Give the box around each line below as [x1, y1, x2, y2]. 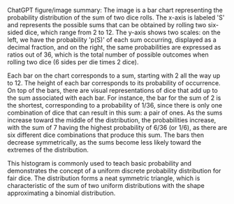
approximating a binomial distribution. [7, 189, 116, 197]
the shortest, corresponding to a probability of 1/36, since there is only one [7, 101, 222, 109]
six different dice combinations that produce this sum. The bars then [7, 131, 205, 139]
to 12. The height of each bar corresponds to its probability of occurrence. [7, 79, 221, 87]
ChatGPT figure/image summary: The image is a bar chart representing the [7, 6, 224, 14]
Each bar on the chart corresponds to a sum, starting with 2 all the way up [7, 71, 221, 80]
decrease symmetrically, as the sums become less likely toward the [7, 138, 202, 146]
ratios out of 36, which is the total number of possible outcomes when [7, 50, 209, 59]
